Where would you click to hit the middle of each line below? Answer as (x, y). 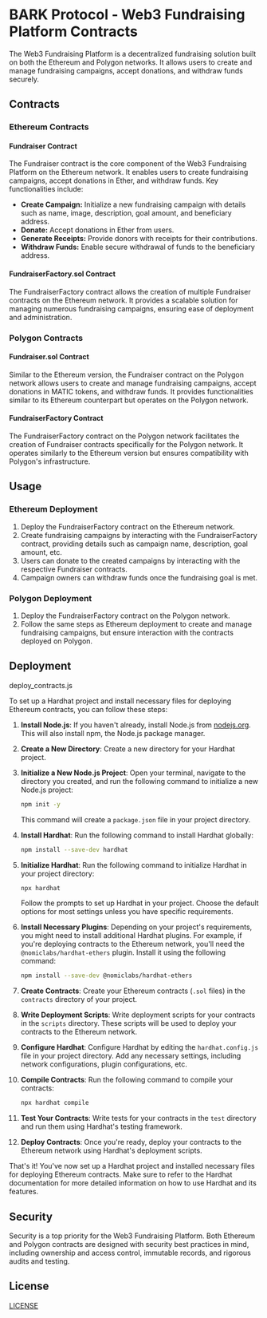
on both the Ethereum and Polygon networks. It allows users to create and (131, 62)
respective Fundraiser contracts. (74, 569)
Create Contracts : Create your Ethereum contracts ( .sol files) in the (133, 991)
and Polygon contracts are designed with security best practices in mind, (129, 1244)
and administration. (41, 317)
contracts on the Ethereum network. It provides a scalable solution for (124, 300)
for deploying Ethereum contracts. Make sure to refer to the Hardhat (121, 1174)
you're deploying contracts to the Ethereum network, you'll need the (133, 944)
